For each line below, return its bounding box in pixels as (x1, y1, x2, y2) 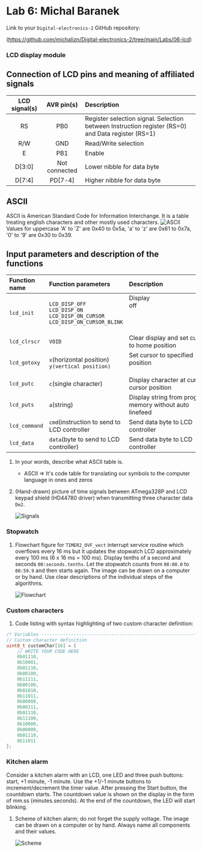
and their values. (14, 827, 57, 835)
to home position (129, 341, 176, 350)
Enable (85, 149, 105, 157)
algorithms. (14, 579, 43, 587)
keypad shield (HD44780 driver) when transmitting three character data (14, 495, 194, 502)
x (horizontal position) (49, 356, 109, 364)
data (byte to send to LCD (49, 435, 120, 443)
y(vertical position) (49, 363, 111, 370)
